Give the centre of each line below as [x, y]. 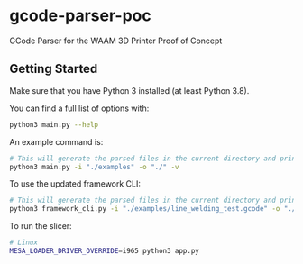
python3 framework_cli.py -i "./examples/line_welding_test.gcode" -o [145, 209]
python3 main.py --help [54, 124]
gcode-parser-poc [80, 16]
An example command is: [56, 141]
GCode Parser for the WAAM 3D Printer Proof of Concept [116, 41]
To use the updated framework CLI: [75, 184]
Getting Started [54, 69]
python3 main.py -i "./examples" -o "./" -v [94, 167]
